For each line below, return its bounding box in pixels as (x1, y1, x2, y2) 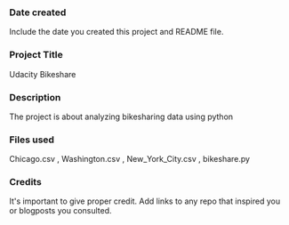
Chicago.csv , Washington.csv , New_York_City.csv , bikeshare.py (9, 154, 251, 165)
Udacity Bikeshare (9, 68, 76, 79)
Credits (9, 176, 42, 189)
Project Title (9, 49, 64, 61)
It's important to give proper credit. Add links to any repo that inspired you (9, 196, 281, 206)
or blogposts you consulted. (9, 205, 113, 216)
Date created (9, 6, 67, 19)
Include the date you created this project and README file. (9, 27, 224, 37)
